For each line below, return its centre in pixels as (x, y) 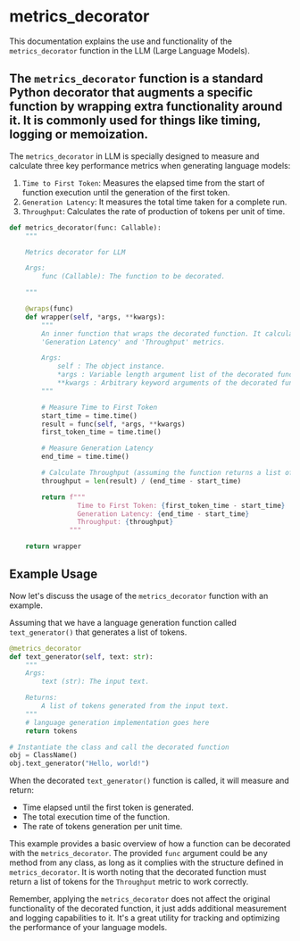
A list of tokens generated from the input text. (135, 706)
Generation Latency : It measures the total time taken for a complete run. (154, 202)
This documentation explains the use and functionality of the (121, 41)
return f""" (64, 497)
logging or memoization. (79, 134)
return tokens (51, 731)
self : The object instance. (111, 366)
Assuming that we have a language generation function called (123, 622)
